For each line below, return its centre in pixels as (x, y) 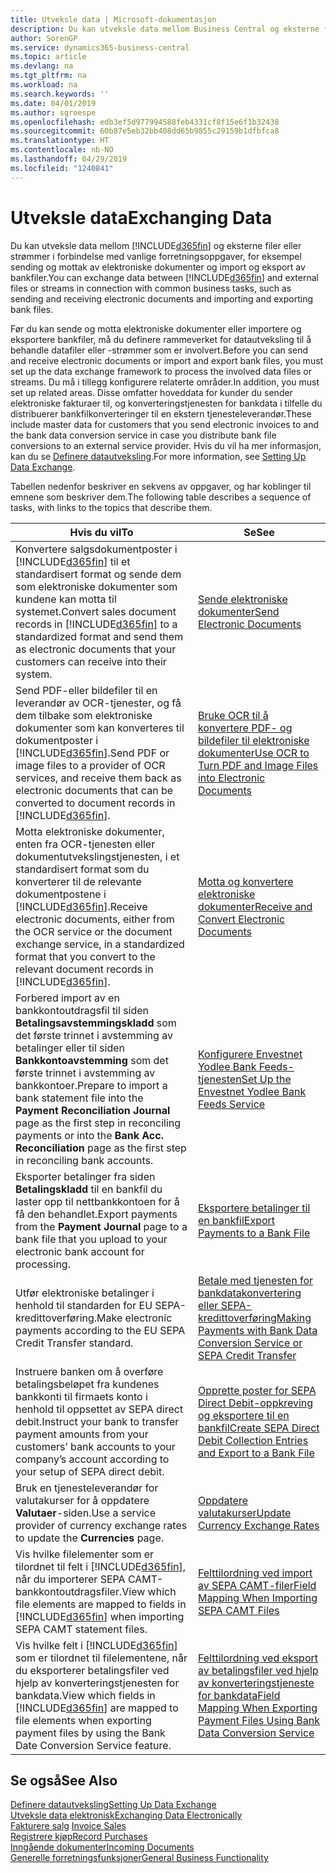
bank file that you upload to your (91, 1239)
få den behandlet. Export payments (96, 1214)
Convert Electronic (241, 919)
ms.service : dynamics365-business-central (100, 47)
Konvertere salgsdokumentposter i (96, 549)
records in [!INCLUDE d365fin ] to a (96, 624)
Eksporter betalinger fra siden (85, 1176)
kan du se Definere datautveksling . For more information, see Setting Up (158, 456)
